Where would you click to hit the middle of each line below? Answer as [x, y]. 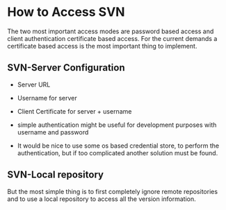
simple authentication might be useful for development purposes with [117, 125]
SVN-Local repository [56, 175]
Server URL [34, 85]
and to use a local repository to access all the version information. [102, 199]
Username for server [47, 98]
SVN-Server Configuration [66, 68]
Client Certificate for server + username [74, 111]
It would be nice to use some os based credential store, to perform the [118, 146]
